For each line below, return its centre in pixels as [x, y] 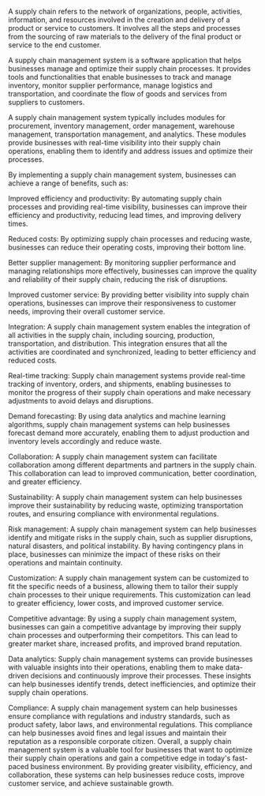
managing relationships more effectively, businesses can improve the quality [132, 271]
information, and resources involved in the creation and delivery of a [119, 20]
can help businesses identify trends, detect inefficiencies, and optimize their [132, 684]
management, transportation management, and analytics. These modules [127, 134]
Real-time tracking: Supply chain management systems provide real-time [127, 375]
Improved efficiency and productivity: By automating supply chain [115, 198]
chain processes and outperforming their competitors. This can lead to [123, 635]
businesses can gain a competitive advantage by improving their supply [125, 627]
